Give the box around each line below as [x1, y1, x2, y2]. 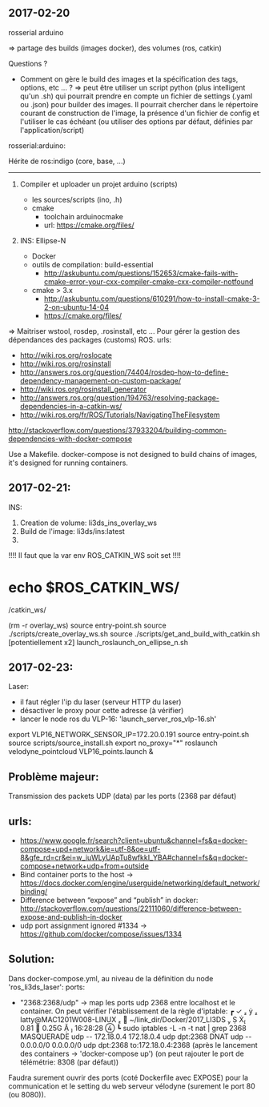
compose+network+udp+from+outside [19, 861, 150, 871]
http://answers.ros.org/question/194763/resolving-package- [19, 392, 220, 403]
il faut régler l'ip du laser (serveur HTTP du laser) [19, 697, 182, 707]
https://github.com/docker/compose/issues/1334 [19, 929, 183, 939]
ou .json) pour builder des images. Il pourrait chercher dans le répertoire [19, 99, 259, 109]
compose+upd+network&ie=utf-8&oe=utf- [19, 844, 161, 853]
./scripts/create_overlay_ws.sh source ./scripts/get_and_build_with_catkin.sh [8, 628, 260, 639]
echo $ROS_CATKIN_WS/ [8, 578, 180, 596]
